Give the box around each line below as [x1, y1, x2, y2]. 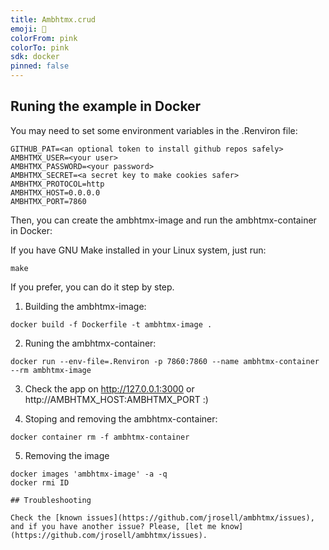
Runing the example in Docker [10, 98, 202, 115]
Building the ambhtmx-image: [24, 300, 147, 312]
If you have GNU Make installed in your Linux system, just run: [10, 244, 267, 256]
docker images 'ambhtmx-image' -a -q [10, 469, 168, 479]
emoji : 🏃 [10, 24, 47, 34]
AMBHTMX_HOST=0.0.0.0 [10, 187, 101, 198]
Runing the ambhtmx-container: [24, 337, 157, 349]
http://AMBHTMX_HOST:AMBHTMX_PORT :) [24, 393, 209, 405]
